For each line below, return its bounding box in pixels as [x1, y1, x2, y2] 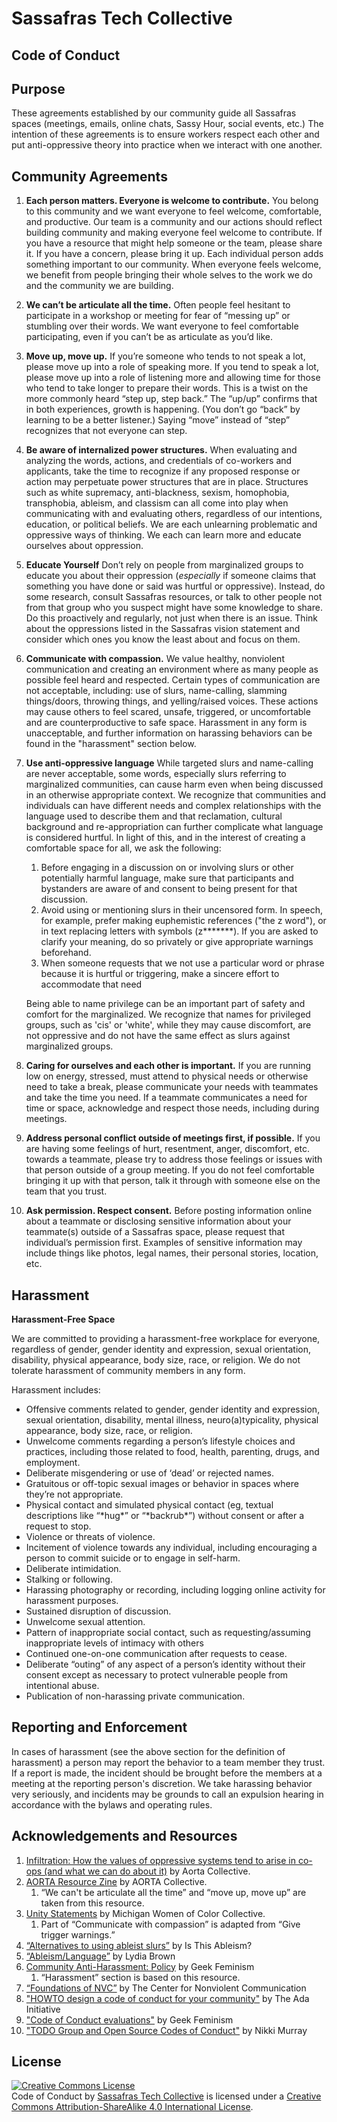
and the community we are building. [25, 280, 174, 292]
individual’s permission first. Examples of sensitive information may [25, 1237, 303, 1249]
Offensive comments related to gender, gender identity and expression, [25, 1403, 321, 1416]
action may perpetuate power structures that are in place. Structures [25, 476, 309, 488]
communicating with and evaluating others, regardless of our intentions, [25, 508, 323, 520]
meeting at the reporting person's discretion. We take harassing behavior [11, 1777, 313, 1789]
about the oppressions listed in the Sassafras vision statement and [25, 623, 301, 635]
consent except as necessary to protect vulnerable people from [25, 1669, 289, 1681]
